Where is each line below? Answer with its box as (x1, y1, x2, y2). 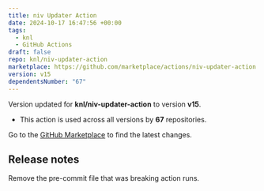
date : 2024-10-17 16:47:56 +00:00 (8, 19, 123, 27)
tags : (8, 26, 26, 34)
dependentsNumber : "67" (8, 77, 87, 85)
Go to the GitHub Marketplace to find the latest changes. (8, 129, 192, 139)
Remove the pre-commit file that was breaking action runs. (8, 174, 200, 183)
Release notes (8, 152, 80, 166)
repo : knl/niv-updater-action (8, 56, 108, 64)
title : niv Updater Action (8, 11, 97, 20)
